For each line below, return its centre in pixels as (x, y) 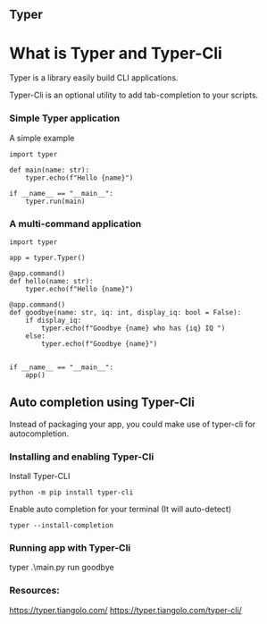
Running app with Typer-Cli (70, 547)
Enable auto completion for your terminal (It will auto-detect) (121, 510)
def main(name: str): (50, 170)
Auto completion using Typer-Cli (102, 403)
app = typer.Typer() (48, 257)
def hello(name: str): (51, 281)
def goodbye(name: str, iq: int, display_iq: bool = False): (125, 312)
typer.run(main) (56, 201)
